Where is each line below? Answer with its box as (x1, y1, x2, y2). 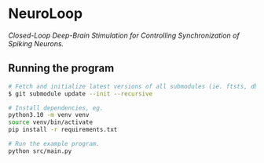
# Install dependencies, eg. (8, 103, 104, 112)
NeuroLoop (8, 5, 83, 23)
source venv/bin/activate (8, 118, 93, 126)
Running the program (8, 62, 115, 75)
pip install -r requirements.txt (8, 126, 118, 134)
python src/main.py (8, 147, 72, 155)
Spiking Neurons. (8, 38, 64, 48)
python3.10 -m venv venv (8, 111, 90, 119)
